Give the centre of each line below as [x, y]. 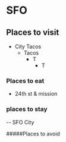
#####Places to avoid [33, 134]
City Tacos [28, 46]
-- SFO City [20, 122]
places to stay [27, 109]
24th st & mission [36, 94]
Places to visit [33, 32]
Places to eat [25, 81]
